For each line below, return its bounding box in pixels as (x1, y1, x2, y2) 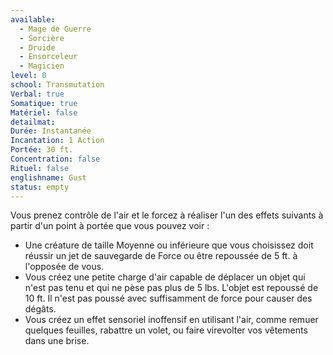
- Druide (19, 42, 56, 53)
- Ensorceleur (19, 52, 78, 62)
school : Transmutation (10, 80, 105, 90)
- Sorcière (19, 33, 65, 43)
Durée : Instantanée (10, 126, 92, 136)
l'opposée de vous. (24, 261, 105, 273)
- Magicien (19, 61, 65, 71)
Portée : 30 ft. (10, 145, 74, 155)
